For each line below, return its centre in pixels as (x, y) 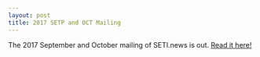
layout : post (29, 15)
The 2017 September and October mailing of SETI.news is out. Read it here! (130, 45)
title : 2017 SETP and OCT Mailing (65, 23)
